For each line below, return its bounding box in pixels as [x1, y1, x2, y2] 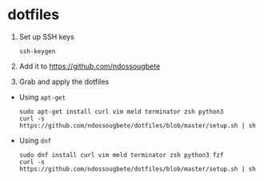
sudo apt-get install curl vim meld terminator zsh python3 [18, 108, 224, 116]
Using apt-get [18, 92, 66, 101]
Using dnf [18, 136, 52, 145]
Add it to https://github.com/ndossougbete [18, 61, 161, 71]
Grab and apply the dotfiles [18, 77, 110, 86]
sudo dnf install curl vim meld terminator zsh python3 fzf [18, 151, 224, 159]
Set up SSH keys [18, 32, 75, 41]
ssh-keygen [18, 47, 56, 55]
